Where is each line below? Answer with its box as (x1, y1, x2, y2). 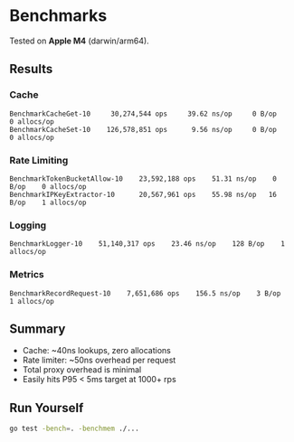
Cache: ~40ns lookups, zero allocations (22, 345, 172, 356)
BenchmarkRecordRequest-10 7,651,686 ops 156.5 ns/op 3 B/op (9, 288, 281, 298)
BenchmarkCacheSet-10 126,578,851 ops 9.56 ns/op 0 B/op (9, 125, 278, 134)
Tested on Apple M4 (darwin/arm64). (9, 35, 149, 46)
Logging (9, 219, 47, 231)
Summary (9, 321, 66, 336)
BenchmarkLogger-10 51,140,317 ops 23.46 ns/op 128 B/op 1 (9, 240, 285, 249)
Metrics (9, 268, 44, 281)
